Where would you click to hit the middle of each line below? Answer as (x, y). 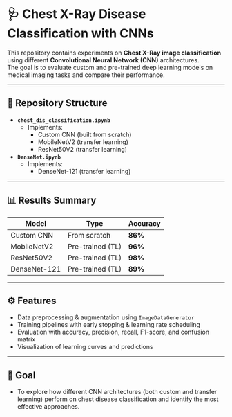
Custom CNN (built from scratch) (85, 134)
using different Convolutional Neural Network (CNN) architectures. (103, 60)
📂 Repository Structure (57, 103)
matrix (26, 339)
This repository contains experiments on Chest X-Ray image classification (114, 53)
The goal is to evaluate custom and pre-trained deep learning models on (110, 67)
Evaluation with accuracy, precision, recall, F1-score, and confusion (113, 332)
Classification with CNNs (80, 34)
